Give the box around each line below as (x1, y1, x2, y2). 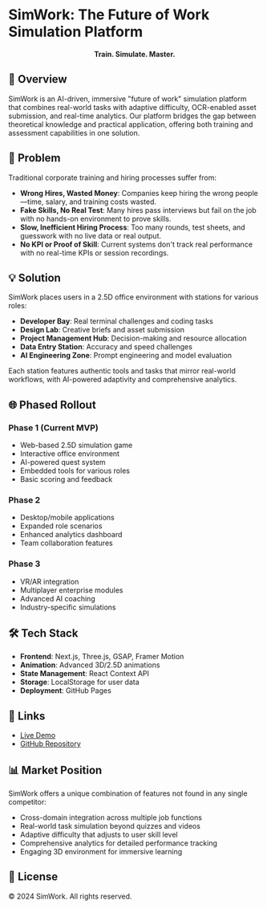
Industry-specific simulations (19, 602, 116, 612)
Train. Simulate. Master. (94, 49, 176, 59)
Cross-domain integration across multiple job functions (19, 813, 203, 822)
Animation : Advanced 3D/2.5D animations (19, 660, 160, 670)
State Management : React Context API (19, 669, 150, 679)
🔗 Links (8, 709, 46, 723)
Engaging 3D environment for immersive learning (19, 847, 183, 857)
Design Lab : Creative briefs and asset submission (19, 325, 185, 335)
